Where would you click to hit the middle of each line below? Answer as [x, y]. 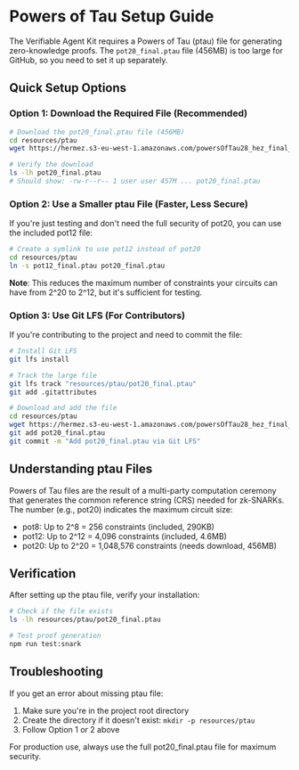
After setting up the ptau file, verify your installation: [105, 595]
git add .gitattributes [53, 392]
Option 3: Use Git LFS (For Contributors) [97, 315]
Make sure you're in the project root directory [105, 710]
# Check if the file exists [61, 611]
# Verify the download [51, 165]
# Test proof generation [55, 636]
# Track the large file [53, 375]
